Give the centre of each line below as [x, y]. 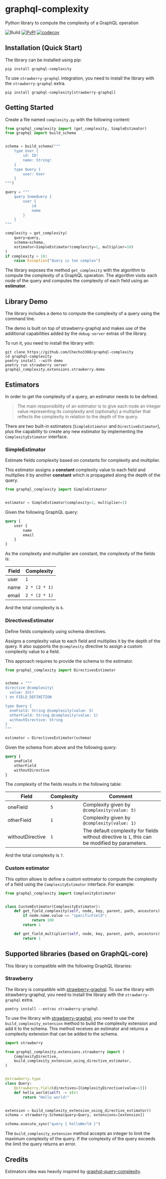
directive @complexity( [30, 688]
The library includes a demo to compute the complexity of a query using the [83, 314]
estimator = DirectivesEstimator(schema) [48, 738]
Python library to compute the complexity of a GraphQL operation [72, 23]
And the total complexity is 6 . [35, 608]
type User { [26, 151]
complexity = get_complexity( [36, 233]
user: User [34, 174]
